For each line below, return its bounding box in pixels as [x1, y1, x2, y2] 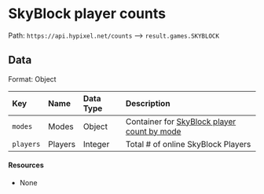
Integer [82, 138, 110, 149]
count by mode [125, 126, 181, 137]
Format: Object [8, 74, 57, 83]
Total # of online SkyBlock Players [125, 138, 251, 149]
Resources [8, 160, 45, 170]
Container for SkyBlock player [125, 115, 236, 126]
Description [125, 97, 170, 108]
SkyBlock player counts [8, 5, 167, 23]
